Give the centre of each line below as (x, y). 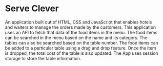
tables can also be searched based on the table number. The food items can (82, 43)
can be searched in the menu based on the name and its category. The (76, 38)
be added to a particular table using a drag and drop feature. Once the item (81, 48)
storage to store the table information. (43, 58)
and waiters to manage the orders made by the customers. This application (81, 27)
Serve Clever (32, 9)
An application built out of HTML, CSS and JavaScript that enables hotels (79, 22)
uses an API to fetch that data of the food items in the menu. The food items (81, 32)
